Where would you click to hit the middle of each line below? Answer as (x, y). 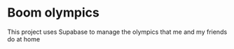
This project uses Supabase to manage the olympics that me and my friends (117, 32)
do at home (24, 39)
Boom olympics (53, 13)
